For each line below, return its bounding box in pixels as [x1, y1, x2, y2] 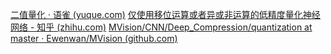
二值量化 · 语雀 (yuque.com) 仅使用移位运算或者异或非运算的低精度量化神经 [10, 9, 321, 20]
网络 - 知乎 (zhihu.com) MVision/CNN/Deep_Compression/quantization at [10, 21, 313, 33]
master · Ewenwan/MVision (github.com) [10, 33, 178, 44]
